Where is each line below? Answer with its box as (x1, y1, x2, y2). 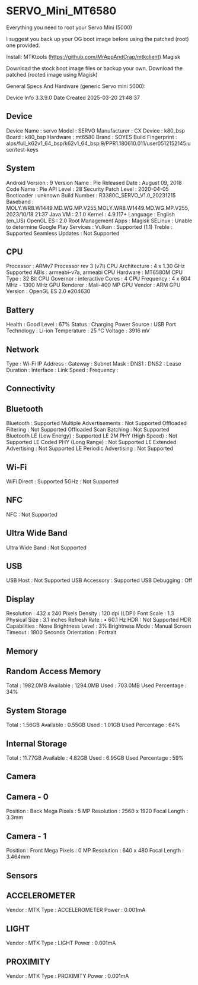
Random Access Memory (6, 666, 101, 676)
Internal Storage (6, 738, 67, 748)
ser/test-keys (6, 146, 39, 153)
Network (6, 344, 40, 354)
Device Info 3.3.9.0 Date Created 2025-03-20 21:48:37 (6, 94, 140, 101)
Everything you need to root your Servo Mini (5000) (6, 24, 132, 31)
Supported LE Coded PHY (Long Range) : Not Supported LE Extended (6, 439, 177, 446)
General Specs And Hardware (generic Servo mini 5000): (6, 82, 146, 90)
